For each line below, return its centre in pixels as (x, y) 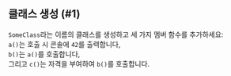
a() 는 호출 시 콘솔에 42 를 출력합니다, (64, 44)
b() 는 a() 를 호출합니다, (44, 54)
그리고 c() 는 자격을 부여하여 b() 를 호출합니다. (79, 63)
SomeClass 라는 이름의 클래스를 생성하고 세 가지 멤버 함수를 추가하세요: (116, 34)
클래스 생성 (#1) (44, 14)
